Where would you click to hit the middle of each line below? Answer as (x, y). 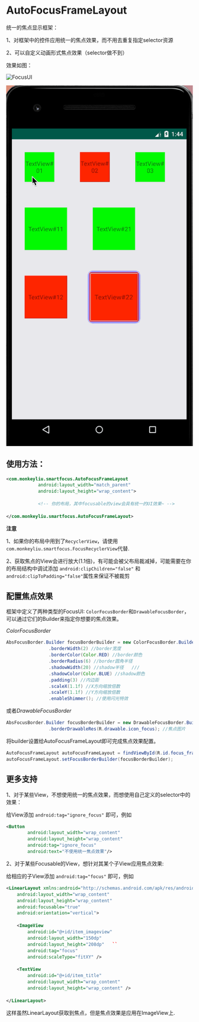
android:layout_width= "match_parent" (84, 485)
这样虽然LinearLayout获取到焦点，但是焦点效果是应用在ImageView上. (91, 1013)
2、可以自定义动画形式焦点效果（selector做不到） (67, 52)
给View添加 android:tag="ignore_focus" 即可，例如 (69, 815)
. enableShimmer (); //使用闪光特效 (88, 699)
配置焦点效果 (30, 596)
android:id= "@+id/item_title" (65, 976)
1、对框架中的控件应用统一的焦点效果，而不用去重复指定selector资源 (90, 40)
